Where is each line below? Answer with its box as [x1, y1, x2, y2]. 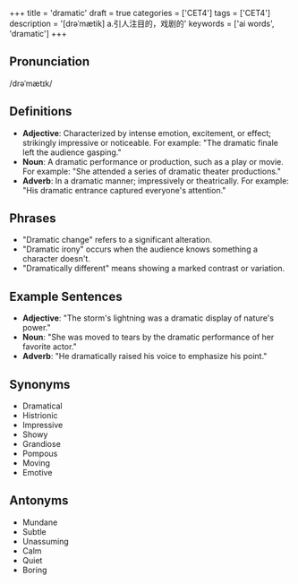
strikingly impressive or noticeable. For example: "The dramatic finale [21, 137, 279, 148]
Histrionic [21, 410, 58, 421]
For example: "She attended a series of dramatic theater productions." [21, 166, 282, 176]
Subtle [21, 526, 47, 537]
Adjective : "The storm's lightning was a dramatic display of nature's [21, 313, 275, 323]
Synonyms [9, 376, 71, 392]
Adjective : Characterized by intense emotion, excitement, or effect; [21, 127, 271, 138]
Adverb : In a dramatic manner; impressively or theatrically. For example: [21, 175, 289, 186]
